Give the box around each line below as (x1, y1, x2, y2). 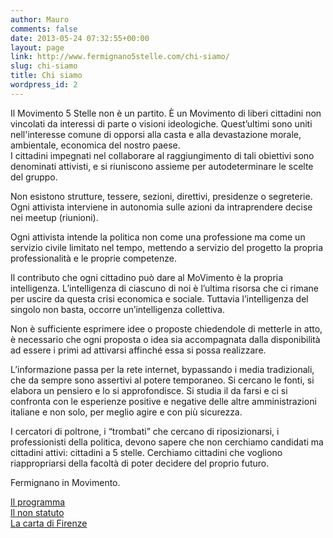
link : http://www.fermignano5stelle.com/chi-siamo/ (10, 52, 230, 62)
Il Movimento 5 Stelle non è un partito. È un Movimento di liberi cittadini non (10, 107, 322, 119)
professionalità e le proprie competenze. (10, 252, 177, 264)
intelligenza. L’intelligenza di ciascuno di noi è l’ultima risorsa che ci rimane (10, 282, 319, 294)
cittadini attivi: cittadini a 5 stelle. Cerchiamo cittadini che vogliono (10, 446, 283, 458)
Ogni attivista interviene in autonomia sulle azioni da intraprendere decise (10, 201, 313, 213)
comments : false (10, 24, 78, 34)
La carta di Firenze (10, 517, 88, 529)
